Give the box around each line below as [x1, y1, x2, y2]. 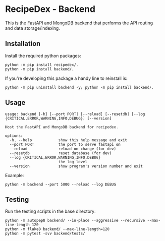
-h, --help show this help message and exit [9, 137, 127, 142]
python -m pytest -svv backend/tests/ [5, 231, 85, 236]
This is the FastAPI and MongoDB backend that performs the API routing [5, 20, 153, 26]
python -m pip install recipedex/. [5, 62, 79, 67]
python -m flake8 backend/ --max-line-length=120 [5, 227, 110, 232]
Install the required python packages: [5, 53, 81, 59]
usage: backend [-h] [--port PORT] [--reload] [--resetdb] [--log [5, 112, 145, 117]
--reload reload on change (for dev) [9, 146, 116, 151]
